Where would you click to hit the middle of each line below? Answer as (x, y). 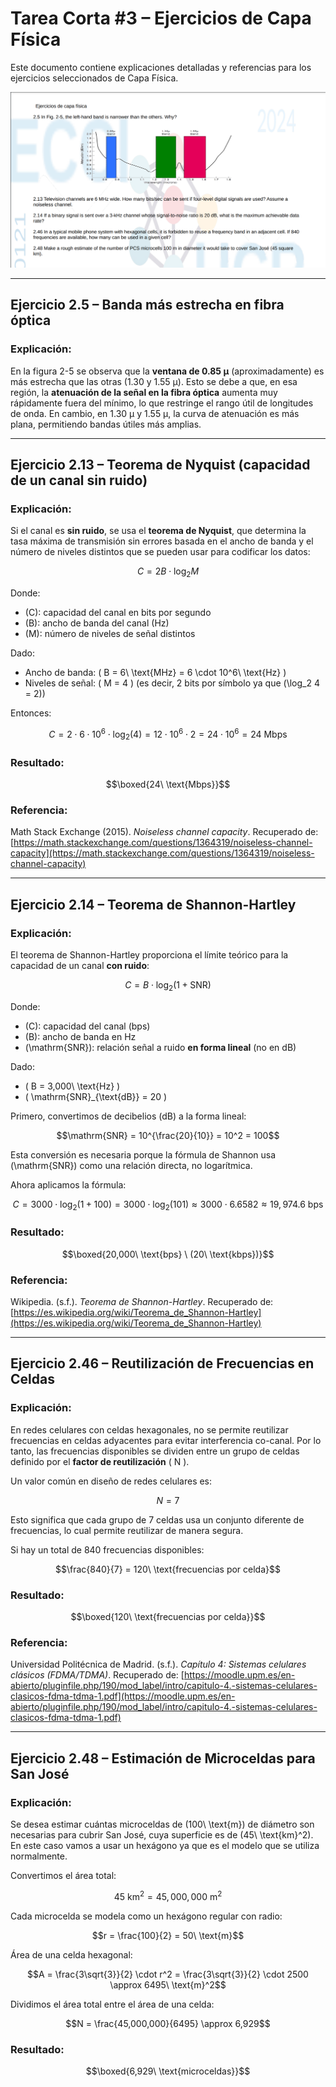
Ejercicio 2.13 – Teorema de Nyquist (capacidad (160, 465)
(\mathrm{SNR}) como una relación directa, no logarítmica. (131, 1165)
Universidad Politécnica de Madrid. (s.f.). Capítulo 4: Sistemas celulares (158, 1664)
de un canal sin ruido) (79, 480)
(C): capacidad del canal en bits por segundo (118, 613)
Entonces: (31, 713)
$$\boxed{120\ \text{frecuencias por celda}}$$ (168, 1617)
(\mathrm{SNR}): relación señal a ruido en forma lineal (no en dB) (160, 1047)
